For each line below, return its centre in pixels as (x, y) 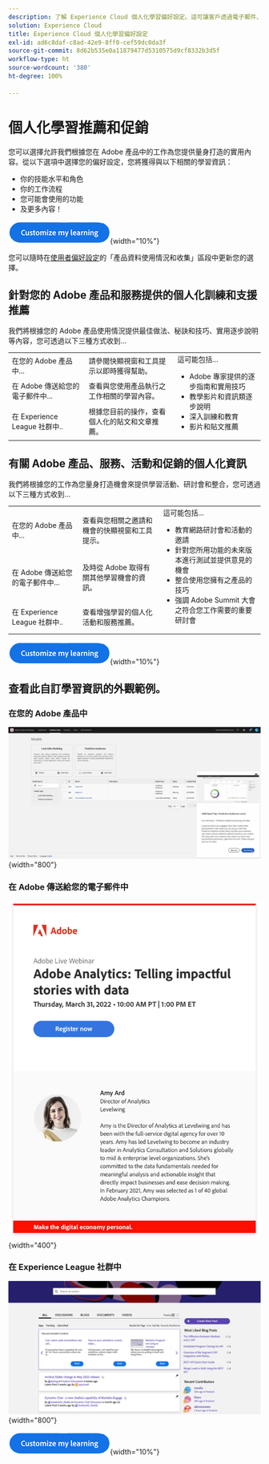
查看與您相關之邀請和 (118, 520)
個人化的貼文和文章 (120, 422)
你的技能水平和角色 (52, 178)
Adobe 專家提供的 (219, 376)
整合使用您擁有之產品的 (213, 580)
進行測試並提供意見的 (217, 560)
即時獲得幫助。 (127, 371)
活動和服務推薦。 (111, 623)
